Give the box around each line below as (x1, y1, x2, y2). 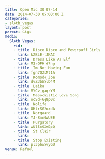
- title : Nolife (14, 102, 47, 107)
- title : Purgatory (14, 120, 53, 125)
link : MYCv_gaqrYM (17, 88, 55, 93)
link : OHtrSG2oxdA (17, 106, 55, 111)
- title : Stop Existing (14, 138, 62, 143)
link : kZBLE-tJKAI (17, 52, 55, 57)
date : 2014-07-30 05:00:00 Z (5, 12, 64, 16)
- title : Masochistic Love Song (14, 93, 79, 97)
